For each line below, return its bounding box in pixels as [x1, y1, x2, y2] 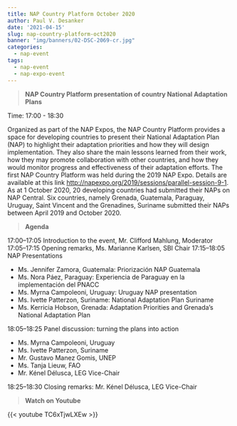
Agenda [24, 222, 49, 230]
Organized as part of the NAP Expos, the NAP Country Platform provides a [7, 125, 226, 133]
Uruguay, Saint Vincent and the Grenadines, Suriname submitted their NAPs [7, 201, 230, 209]
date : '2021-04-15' [7, 24, 65, 31]
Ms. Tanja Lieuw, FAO [17, 361, 81, 370]
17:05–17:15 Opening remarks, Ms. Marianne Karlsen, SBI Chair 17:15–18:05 [7, 243, 226, 252]
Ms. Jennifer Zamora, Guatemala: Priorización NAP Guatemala [17, 265, 201, 273]
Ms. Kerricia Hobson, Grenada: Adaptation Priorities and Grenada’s [17, 303, 214, 311]
